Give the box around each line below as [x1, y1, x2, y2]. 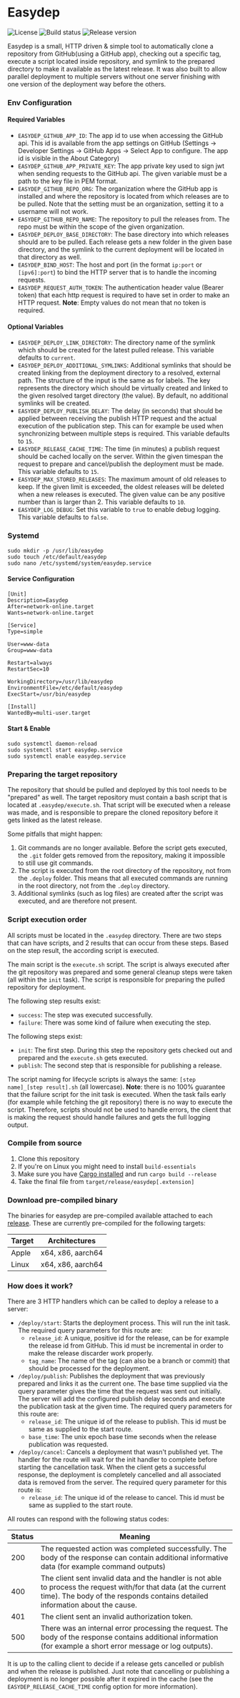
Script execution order [7, 914, 87, 924]
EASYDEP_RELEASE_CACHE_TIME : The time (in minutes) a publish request [17, 445, 220, 453]
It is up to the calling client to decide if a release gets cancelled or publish [7, 1659, 224, 1668]
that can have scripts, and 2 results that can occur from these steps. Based [7, 938, 229, 947]
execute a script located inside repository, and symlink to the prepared [7, 56, 216, 65]
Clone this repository [17, 1154, 80, 1163]
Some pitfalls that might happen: [7, 830, 103, 839]
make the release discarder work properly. [28, 1349, 154, 1358]
